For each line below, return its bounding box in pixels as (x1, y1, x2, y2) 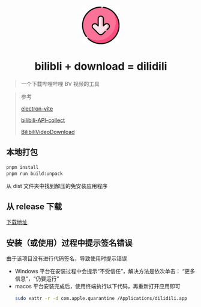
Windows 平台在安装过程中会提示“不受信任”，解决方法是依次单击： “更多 (14, 268, 196, 275)
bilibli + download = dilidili (34, 59, 167, 73)
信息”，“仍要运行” (14, 275, 59, 282)
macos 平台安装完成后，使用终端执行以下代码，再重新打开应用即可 (14, 283, 181, 290)
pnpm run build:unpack (6, 171, 63, 177)
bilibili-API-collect (20, 117, 65, 124)
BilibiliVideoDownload (20, 128, 75, 135)
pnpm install (6, 164, 39, 170)
